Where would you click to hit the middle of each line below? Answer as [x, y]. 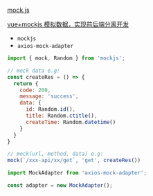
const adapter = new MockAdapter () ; [60, 186]
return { [26, 83]
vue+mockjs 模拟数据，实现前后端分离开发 [68, 24]
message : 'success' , [49, 96]
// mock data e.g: [34, 71]
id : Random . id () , [51, 109]
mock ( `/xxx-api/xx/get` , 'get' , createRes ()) [74, 161]
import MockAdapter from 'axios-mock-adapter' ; [77, 173]
